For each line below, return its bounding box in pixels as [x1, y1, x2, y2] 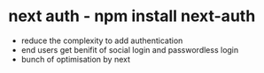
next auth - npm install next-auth [8, 6, 256, 26]
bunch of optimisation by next [20, 54, 130, 64]
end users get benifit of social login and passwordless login [20, 44, 239, 55]
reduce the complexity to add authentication [20, 35, 183, 46]
